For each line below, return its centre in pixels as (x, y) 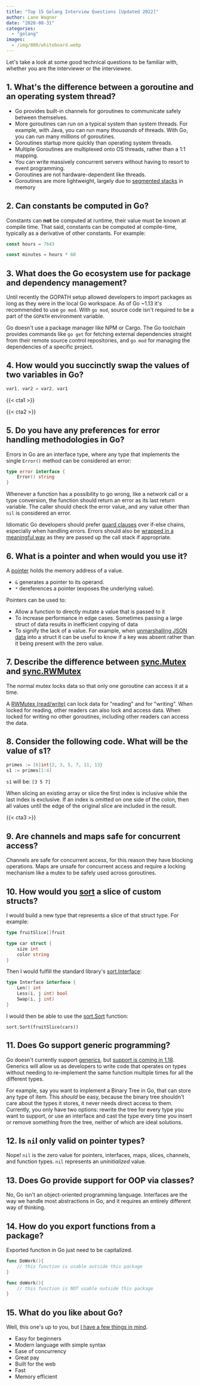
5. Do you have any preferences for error (83, 431)
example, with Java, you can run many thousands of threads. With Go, (101, 130)
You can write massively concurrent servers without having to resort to (102, 161)
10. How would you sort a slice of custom (84, 891)
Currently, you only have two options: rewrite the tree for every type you (95, 1109)
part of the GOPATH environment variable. (55, 316)
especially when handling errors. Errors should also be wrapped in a (90, 531)
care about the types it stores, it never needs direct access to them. (90, 1103)
